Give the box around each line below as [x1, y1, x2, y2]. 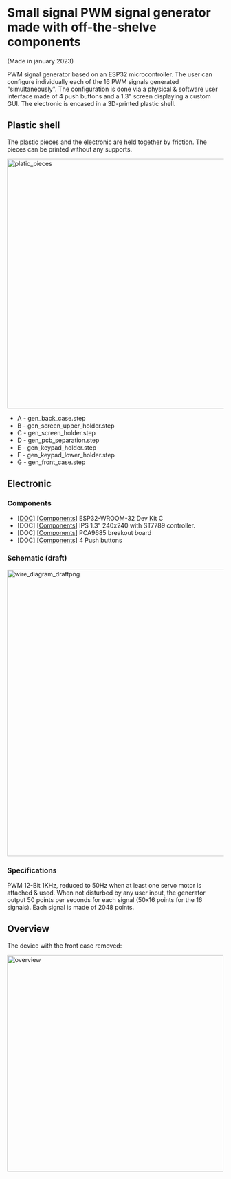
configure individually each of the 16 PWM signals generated [7, 77, 179, 85]
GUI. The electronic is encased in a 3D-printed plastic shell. [7, 99, 176, 107]
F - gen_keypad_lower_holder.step [16, 450, 115, 459]
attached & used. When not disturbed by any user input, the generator [7, 888, 206, 897]
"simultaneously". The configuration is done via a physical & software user [7, 85, 218, 93]
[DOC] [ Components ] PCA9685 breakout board [16, 529, 152, 537]
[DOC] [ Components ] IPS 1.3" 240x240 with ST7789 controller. [16, 521, 196, 530]
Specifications [7, 866, 57, 875]
